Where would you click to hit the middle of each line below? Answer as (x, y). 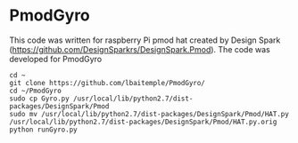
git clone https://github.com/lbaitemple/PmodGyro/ (107, 83)
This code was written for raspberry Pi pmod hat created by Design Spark (145, 40)
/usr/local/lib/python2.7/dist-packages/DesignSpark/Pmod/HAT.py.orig (143, 122)
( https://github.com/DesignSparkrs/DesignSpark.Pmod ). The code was (140, 49)
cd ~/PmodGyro (36, 91)
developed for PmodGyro (56, 59)
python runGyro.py (43, 130)
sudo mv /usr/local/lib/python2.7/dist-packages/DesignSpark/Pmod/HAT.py (149, 114)
